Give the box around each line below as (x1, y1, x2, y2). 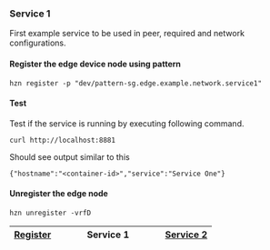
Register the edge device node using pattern (9, 58, 182, 69)
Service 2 (165, 228, 208, 241)
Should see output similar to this (9, 151, 130, 162)
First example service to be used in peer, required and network (9, 28, 245, 39)
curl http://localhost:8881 (9, 135, 116, 145)
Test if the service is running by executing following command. (9, 117, 245, 129)
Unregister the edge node (9, 188, 109, 199)
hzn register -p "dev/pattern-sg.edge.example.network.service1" (9, 78, 262, 88)
